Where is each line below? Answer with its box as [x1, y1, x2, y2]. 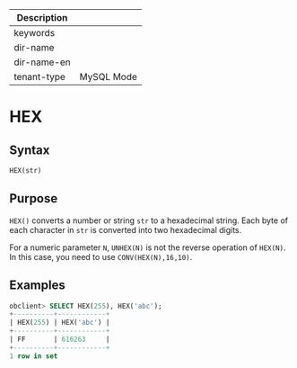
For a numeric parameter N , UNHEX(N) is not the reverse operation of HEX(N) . [9, 242, 286, 253]
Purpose [9, 191, 58, 206]
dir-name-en [13, 56, 72, 68]
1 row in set [9, 351, 58, 361]
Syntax [9, 142, 50, 157]
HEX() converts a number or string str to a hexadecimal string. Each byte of [9, 215, 289, 226]
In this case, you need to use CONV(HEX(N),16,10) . [9, 251, 193, 262]
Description [16, 12, 68, 23]
